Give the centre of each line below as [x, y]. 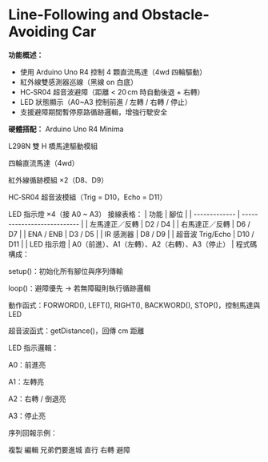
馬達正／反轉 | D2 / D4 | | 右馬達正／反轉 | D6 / [173, 224]
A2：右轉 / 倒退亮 [37, 399]
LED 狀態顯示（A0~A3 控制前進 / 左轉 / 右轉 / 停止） [106, 102]
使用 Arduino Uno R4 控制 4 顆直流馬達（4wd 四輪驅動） [113, 72]
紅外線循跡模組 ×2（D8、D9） [58, 180]
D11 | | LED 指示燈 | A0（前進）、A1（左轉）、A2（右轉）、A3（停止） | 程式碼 [133, 244]
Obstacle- [175, 15]
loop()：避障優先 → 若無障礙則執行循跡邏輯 [80, 288]
